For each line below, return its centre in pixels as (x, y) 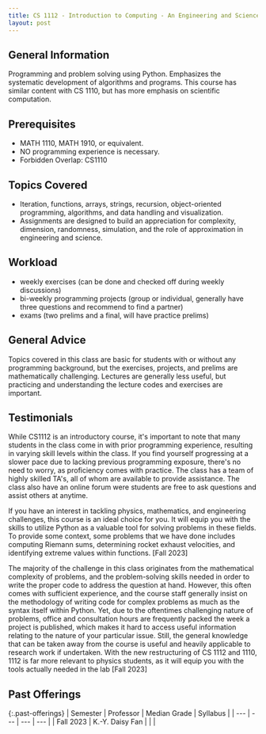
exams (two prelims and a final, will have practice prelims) (114, 315)
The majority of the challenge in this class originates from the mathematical (131, 569)
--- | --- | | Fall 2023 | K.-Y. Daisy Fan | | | (88, 722)
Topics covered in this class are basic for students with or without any (122, 359)
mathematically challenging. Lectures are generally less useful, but (117, 376)
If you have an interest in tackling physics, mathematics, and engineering (127, 511)
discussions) (40, 290)
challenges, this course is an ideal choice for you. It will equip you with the (129, 519)
